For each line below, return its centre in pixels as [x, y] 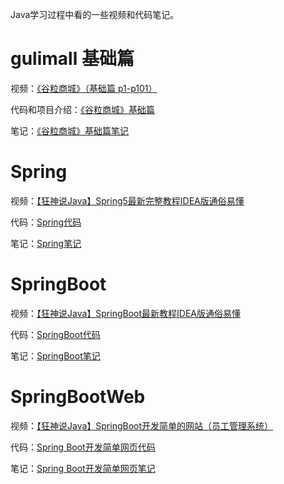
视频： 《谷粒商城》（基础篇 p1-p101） [84, 88]
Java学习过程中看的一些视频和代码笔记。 [95, 14]
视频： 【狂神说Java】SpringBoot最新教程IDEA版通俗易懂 [125, 313]
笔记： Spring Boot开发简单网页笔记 [83, 468]
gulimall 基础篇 [72, 59]
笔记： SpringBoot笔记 [55, 355]
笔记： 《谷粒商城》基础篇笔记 [69, 130]
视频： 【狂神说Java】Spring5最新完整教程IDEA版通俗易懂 [127, 200]
